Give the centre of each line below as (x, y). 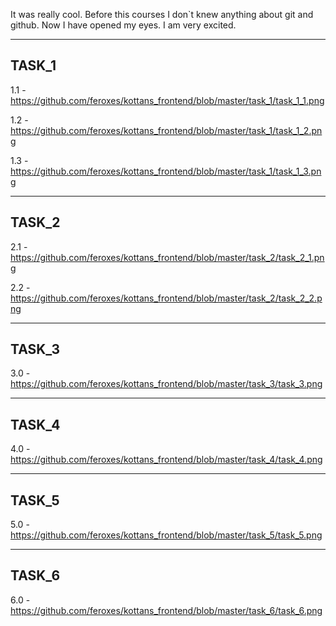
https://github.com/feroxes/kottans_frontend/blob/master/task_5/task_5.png (166, 535)
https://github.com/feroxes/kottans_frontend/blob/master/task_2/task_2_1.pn (167, 257)
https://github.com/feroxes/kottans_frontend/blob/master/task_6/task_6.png (166, 610)
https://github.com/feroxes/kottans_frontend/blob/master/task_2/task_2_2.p (166, 298)
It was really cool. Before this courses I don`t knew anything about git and (162, 14)
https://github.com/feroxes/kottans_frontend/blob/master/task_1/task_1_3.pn (166, 171)
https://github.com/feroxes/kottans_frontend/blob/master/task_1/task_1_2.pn (166, 130)
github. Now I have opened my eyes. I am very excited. (123, 25)
